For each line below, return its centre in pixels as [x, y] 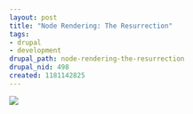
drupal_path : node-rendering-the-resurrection [97, 59]
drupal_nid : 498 [39, 68]
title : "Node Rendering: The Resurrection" [91, 26]
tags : [19, 34]
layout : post [33, 17]
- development [36, 51]
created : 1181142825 [48, 76]
